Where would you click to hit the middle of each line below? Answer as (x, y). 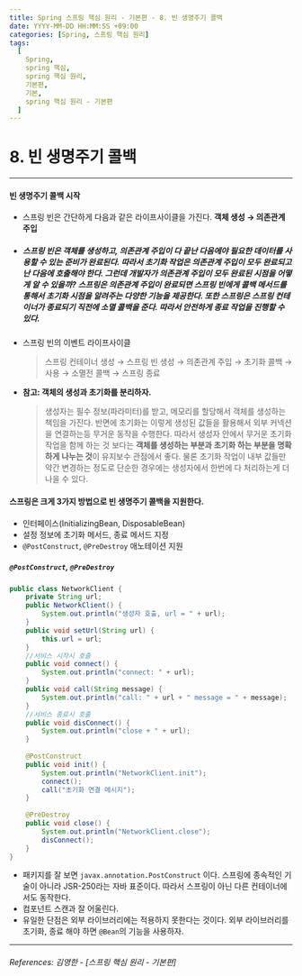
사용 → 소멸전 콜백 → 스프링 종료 (102, 373)
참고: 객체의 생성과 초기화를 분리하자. (87, 392)
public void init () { (66, 764)
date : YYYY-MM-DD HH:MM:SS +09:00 (74, 26)
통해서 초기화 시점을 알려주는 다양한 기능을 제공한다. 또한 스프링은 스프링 (148, 296)
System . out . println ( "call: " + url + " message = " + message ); (164, 698)
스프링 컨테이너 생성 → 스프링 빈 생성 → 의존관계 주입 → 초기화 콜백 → (169, 362)
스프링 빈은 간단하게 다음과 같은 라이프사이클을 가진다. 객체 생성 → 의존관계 (154, 217)
